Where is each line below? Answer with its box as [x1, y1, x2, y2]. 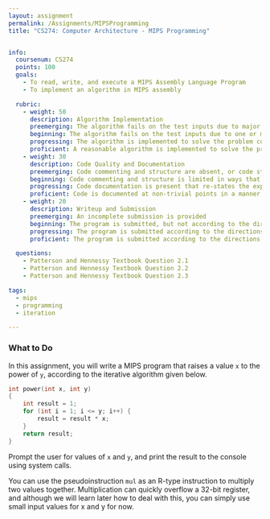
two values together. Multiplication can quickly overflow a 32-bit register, [8, 484, 251, 494]
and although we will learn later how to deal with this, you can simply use [8, 492, 251, 503]
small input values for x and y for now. [8, 501, 134, 511]
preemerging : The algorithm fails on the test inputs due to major [29, 122, 261, 131]
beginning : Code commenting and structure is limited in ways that [29, 175, 261, 183]
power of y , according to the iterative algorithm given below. [8, 369, 207, 379]
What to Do [8, 343, 54, 354]
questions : [15, 249, 52, 257]
